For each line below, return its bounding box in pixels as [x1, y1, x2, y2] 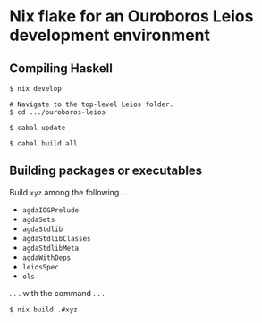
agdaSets [21, 215, 55, 224]
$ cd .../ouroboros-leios [9, 108, 106, 117]
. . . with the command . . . [9, 287, 106, 298]
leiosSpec [21, 262, 60, 271]
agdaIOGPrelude [21, 205, 80, 215]
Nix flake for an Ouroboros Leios [9, 6, 254, 27]
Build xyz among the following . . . [9, 186, 133, 197]
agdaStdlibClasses [21, 234, 91, 243]
